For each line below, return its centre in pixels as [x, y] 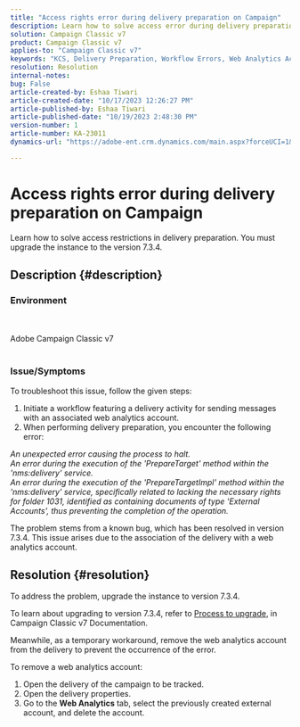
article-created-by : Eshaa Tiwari [74, 92]
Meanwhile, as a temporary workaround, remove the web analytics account [149, 640]
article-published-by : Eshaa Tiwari [78, 109]
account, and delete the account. [84, 713]
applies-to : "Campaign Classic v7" [76, 51]
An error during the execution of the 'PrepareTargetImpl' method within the [147, 482]
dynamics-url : [36, 142]
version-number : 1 [44, 126]
